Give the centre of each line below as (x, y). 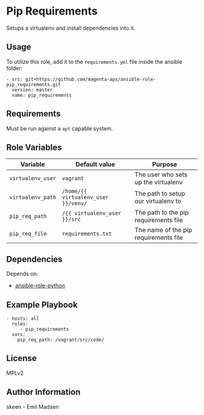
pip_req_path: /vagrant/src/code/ (61, 340)
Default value (95, 164)
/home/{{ (74, 191)
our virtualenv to (158, 201)
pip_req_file (28, 234)
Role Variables (34, 147)
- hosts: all (23, 319)
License (22, 358)
